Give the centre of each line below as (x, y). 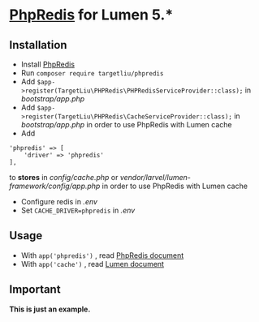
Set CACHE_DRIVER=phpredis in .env (78, 210)
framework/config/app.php (55, 186)
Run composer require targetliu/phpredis (92, 73)
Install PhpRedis (48, 64)
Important (35, 290)
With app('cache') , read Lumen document (93, 264)
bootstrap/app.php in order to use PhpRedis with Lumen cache (126, 125)
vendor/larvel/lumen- (155, 177)
